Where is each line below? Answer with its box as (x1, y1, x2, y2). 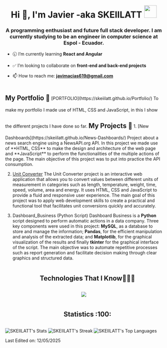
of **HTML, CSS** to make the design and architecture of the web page (5, 145, 156, 151)
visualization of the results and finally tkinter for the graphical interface (12, 239, 159, 245)
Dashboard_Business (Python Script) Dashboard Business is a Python (12, 212, 157, 218)
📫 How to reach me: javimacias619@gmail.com (12, 73, 114, 79)
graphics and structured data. (12, 255, 74, 261)
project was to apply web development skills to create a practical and (12, 197, 155, 203)
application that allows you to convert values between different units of (12, 176, 159, 182)
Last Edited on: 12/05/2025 (5, 337, 61, 343)
